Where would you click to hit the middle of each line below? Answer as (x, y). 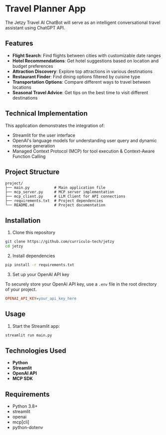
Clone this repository (34, 233)
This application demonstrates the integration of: (55, 126)
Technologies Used (36, 351)
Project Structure (32, 172)
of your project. (21, 289)
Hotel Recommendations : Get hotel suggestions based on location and (85, 61)
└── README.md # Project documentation (55, 205)
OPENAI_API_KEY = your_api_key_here (41, 298)
